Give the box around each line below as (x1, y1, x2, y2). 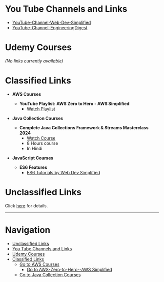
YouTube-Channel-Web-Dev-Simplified (12, 20, 91, 25)
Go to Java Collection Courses (19, 272, 81, 278)
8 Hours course (26, 140, 59, 146)
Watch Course (26, 135, 56, 141)
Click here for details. (5, 202, 48, 208)
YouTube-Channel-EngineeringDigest (12, 24, 88, 30)
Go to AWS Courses (19, 261, 60, 267)
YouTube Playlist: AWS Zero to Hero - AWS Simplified (19, 101, 130, 106)
